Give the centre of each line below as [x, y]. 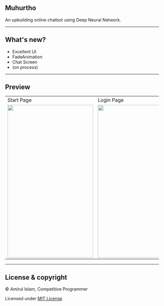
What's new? [26, 40]
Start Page [20, 100]
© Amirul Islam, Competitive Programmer [46, 289]
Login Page [111, 100]
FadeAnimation [27, 57]
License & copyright [36, 277]
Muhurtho [21, 8]
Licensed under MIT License [34, 299]
